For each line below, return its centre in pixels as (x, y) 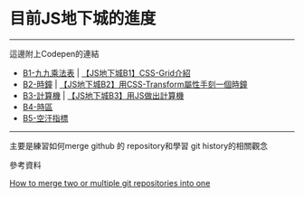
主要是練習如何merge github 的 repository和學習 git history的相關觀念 (139, 145)
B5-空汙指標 (45, 117)
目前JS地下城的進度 (83, 19)
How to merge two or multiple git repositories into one (110, 183)
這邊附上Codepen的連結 (54, 53)
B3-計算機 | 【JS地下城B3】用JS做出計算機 (103, 95)
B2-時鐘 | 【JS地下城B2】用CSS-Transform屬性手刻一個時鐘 (135, 84)
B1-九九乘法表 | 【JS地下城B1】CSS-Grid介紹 (106, 72)
